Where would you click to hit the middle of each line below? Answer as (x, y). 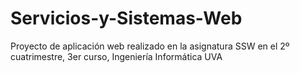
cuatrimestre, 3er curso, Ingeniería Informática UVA (116, 56)
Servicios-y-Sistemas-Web (126, 18)
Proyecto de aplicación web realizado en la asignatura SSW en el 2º (150, 46)
